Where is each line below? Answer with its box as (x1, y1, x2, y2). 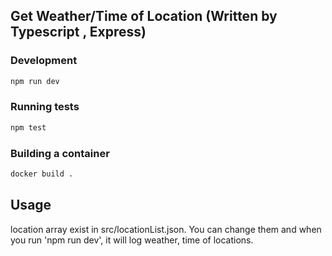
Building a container (10, 146, 110, 160)
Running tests (10, 100, 80, 114)
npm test (10, 122, 47, 133)
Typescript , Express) (10, 24, 147, 41)
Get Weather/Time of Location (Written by (10, 8, 278, 25)
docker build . (10, 169, 74, 179)
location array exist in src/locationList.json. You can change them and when (10, 223, 322, 235)
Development (10, 54, 78, 68)
